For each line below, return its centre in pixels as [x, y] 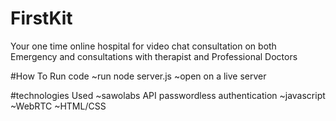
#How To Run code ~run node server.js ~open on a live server [138, 76]
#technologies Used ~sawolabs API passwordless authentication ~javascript [168, 95]
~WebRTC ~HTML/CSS [58, 106]
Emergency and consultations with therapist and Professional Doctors [154, 56]
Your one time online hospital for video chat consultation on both [143, 46]
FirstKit [41, 18]
